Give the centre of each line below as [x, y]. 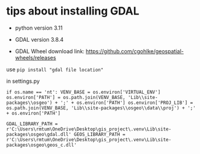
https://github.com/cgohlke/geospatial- [135, 51]
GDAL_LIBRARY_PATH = [32, 124]
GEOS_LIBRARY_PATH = [99, 134]
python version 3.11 [39, 28]
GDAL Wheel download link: [50, 51]
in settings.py [23, 81]
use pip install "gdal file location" [55, 69]
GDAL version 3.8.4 [39, 39]
